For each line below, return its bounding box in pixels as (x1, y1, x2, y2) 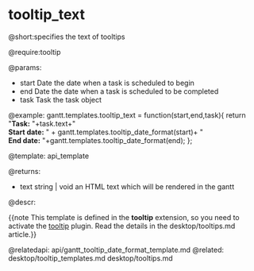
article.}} (8, 229, 37, 239)
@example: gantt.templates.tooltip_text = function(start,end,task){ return (8, 110, 246, 120)
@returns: (8, 166, 41, 176)
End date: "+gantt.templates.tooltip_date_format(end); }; (8, 135, 193, 145)
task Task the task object (19, 95, 102, 104)
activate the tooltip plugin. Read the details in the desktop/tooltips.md (8, 221, 236, 230)
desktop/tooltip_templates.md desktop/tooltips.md (8, 253, 173, 263)
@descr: (8, 197, 36, 207)
